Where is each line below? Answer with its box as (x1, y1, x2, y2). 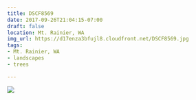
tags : (7, 42, 23, 49)
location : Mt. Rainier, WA (7, 29, 85, 36)
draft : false (7, 23, 45, 29)
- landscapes (7, 55, 45, 62)
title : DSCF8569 (7, 10, 54, 17)
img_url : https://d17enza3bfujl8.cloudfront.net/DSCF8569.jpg (7, 36, 189, 42)
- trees (7, 61, 30, 68)
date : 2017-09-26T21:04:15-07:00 (7, 16, 103, 23)
